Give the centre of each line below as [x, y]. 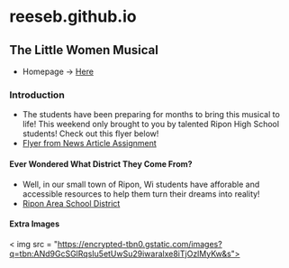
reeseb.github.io [73, 17]
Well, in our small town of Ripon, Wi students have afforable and [141, 184]
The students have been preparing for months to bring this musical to [151, 115]
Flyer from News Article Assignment [90, 143]
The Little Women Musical [84, 50]
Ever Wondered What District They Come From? [101, 163]
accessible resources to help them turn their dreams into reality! [141, 194]
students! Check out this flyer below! [90, 134]
